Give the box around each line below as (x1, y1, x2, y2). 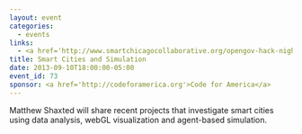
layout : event (9, 13, 63, 22)
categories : (9, 22, 54, 31)
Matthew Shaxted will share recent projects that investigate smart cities (9, 104, 274, 115)
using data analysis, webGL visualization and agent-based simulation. (9, 114, 268, 125)
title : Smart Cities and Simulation (9, 55, 147, 64)
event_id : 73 (9, 72, 58, 81)
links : (9, 38, 34, 48)
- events (17, 30, 50, 39)
